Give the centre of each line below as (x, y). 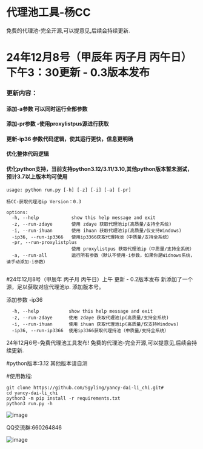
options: (17, 212)
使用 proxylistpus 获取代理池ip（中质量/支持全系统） (133, 249)
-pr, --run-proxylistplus (45, 242)
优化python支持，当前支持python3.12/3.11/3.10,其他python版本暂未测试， (99, 169)
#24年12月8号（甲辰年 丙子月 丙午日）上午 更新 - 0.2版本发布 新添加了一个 (100, 279)
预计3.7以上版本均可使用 (37, 176)
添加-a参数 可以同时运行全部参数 (47, 109)
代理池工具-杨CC (48, 12)
